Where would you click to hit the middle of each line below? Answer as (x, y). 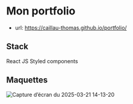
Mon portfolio (41, 11)
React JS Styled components (42, 61)
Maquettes (27, 80)
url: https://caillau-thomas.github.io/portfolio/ (71, 28)
